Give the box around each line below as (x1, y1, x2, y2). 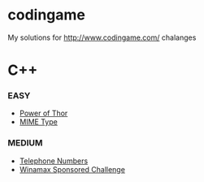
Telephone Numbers (19, 156, 89, 166)
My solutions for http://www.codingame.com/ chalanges (7, 32, 197, 42)
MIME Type (19, 117, 58, 127)
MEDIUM (7, 137, 43, 149)
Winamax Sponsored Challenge (19, 164, 125, 174)
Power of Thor (19, 108, 68, 119)
